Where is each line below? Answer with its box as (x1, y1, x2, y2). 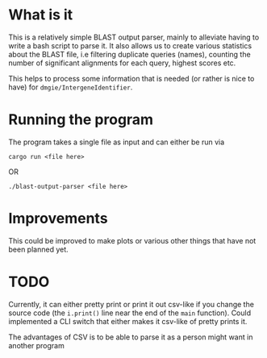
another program (8, 340, 65, 350)
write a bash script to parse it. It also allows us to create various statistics (8, 40, 252, 50)
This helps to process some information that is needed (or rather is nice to (8, 73, 255, 83)
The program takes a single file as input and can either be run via (8, 137, 225, 147)
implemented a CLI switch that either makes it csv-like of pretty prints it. (8, 316, 248, 326)
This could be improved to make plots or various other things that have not (8, 235, 257, 245)
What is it (8, 6, 73, 24)
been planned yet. (8, 244, 69, 254)
